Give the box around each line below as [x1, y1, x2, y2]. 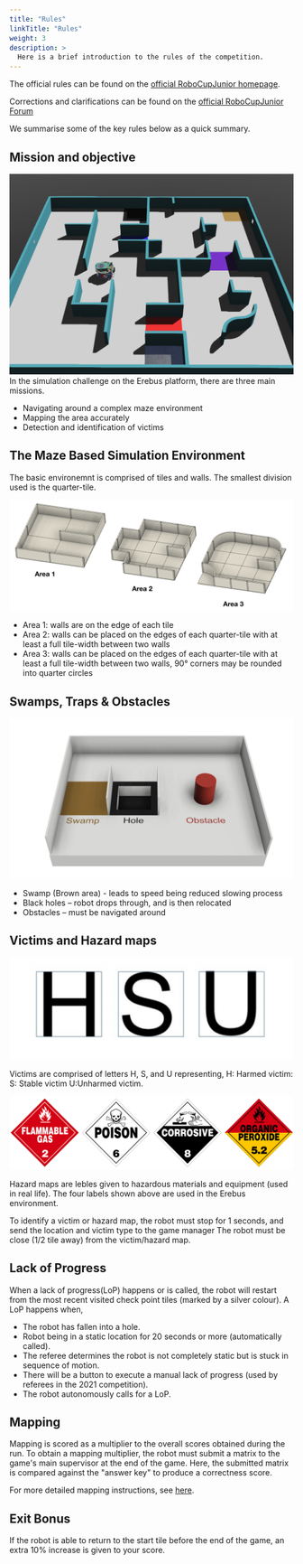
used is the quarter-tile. [9, 482, 96, 492]
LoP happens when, [9, 1304, 84, 1315]
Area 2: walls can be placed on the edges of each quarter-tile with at [22, 629, 278, 641]
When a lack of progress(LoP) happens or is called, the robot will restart [9, 1284, 278, 1296]
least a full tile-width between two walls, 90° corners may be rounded [22, 658, 282, 669]
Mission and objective [9, 149, 136, 164]
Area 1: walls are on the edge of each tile [22, 620, 174, 631]
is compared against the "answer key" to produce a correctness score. [9, 1467, 273, 1478]
